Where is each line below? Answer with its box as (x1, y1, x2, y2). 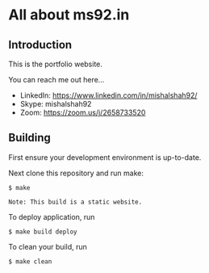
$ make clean (8, 257, 52, 266)
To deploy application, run (8, 212, 95, 221)
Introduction (8, 38, 73, 52)
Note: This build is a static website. (8, 198, 143, 206)
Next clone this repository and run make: (8, 168, 144, 178)
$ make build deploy (8, 228, 78, 236)
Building (8, 131, 51, 145)
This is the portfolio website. (8, 59, 103, 69)
